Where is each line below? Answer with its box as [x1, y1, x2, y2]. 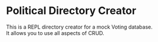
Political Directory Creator [6, 4, 137, 17]
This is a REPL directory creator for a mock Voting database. [6, 23, 153, 30]
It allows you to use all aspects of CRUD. [6, 29, 104, 36]
